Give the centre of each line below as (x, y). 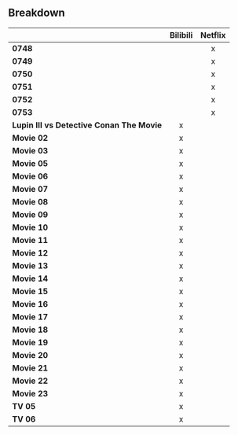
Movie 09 (30, 214)
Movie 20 (30, 355)
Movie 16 (30, 304)
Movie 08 (30, 201)
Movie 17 (30, 316)
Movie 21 (30, 367)
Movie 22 (30, 381)
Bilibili (181, 35)
